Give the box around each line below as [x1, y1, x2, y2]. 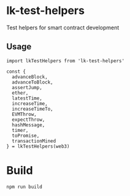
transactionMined [12, 138, 56, 144]
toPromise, [12, 132, 40, 139]
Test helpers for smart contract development [6, 24, 120, 31]
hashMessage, [12, 122, 45, 128]
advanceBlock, [12, 74, 48, 80]
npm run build [6, 184, 43, 190]
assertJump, [12, 84, 43, 90]
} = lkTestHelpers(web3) [6, 143, 70, 150]
